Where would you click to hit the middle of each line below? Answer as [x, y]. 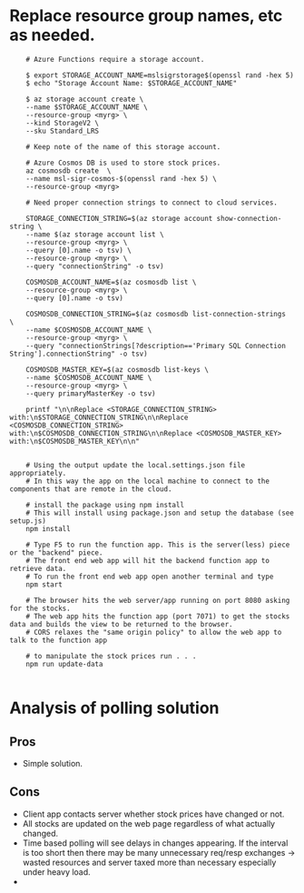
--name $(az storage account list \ [95, 234]
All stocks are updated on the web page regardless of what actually [148, 823]
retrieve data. [38, 568]
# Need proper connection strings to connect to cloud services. [152, 202]
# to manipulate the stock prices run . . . [111, 656]
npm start [44, 584]
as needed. [52, 35]
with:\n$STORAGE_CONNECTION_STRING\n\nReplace [99, 417]
